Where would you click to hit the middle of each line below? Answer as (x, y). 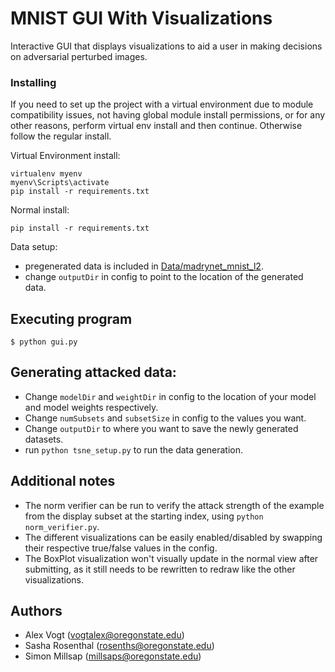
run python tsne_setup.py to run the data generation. (134, 449)
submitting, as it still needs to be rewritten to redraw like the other (160, 569)
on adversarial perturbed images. (79, 56)
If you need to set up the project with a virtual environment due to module (162, 104)
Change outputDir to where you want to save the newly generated (161, 428)
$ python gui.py (44, 342)
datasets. (44, 439)
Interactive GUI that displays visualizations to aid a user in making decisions (166, 46)
